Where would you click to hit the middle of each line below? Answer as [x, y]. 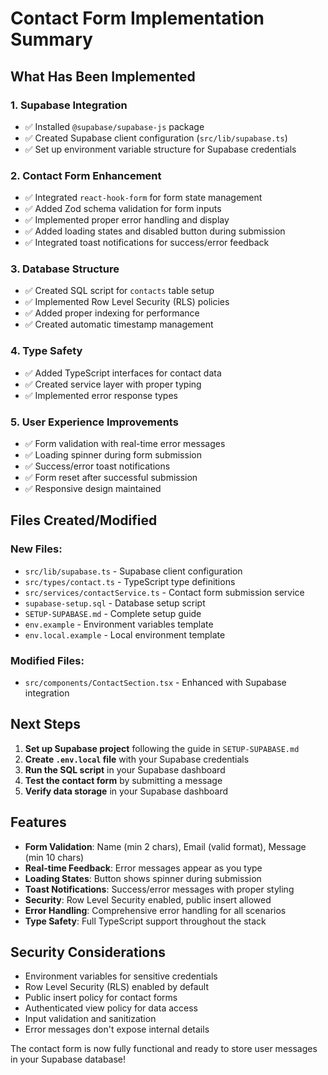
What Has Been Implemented [103, 76]
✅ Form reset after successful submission [111, 478]
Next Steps [45, 724]
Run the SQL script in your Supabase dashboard [125, 769]
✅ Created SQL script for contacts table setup [119, 291]
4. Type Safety [46, 351]
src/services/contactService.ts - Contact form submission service [164, 592]
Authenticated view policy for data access [111, 1008]
